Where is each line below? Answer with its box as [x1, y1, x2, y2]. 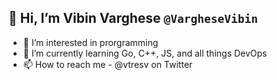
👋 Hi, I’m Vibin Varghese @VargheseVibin [8, 10, 258, 27]
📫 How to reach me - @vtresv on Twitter [22, 58, 193, 70]
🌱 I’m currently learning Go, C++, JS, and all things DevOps [22, 47, 268, 59]
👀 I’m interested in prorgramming [22, 36, 159, 48]
